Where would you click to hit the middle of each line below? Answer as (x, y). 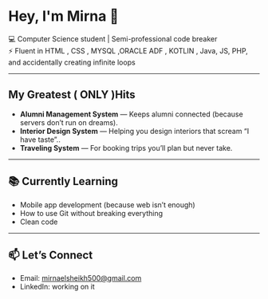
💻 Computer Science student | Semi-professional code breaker (113, 38)
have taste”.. (40, 140)
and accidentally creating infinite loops (72, 62)
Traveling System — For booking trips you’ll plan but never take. (126, 148)
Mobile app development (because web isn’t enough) (107, 205)
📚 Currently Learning (63, 181)
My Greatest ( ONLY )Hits (72, 95)
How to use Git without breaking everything (91, 213)
